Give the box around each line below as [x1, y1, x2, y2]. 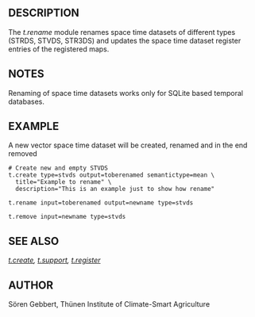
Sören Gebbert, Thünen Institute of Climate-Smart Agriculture [8, 300, 211, 309]
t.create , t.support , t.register [8, 255, 101, 265]
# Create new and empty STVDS [8, 164, 109, 173]
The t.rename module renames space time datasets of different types [8, 27, 236, 36]
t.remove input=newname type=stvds [8, 213, 126, 221]
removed [8, 149, 37, 158]
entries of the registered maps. [8, 44, 110, 54]
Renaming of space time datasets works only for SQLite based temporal [8, 88, 244, 97]
